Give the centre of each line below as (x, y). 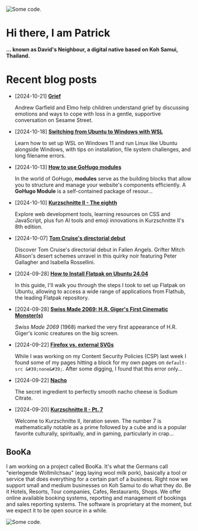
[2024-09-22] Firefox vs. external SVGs (64, 345)
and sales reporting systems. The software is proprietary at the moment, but (99, 504)
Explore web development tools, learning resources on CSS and (92, 214)
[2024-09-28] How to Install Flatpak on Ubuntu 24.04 (82, 273)
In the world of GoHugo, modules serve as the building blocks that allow (103, 178)
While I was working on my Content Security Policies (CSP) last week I (100, 356)
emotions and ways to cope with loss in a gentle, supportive (88, 114)
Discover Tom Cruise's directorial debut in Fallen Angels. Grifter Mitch (100, 249)
